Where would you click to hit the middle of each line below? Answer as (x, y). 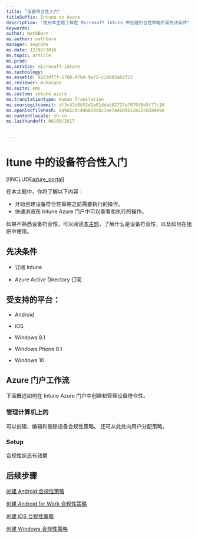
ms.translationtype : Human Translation (55, 99)
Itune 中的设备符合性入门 (67, 163)
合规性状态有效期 (27, 455)
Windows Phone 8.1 (38, 349)
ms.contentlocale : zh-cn (37, 116)
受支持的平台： (33, 300)
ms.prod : (17, 61)
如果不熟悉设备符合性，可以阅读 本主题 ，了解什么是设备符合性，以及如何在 (96, 224)
